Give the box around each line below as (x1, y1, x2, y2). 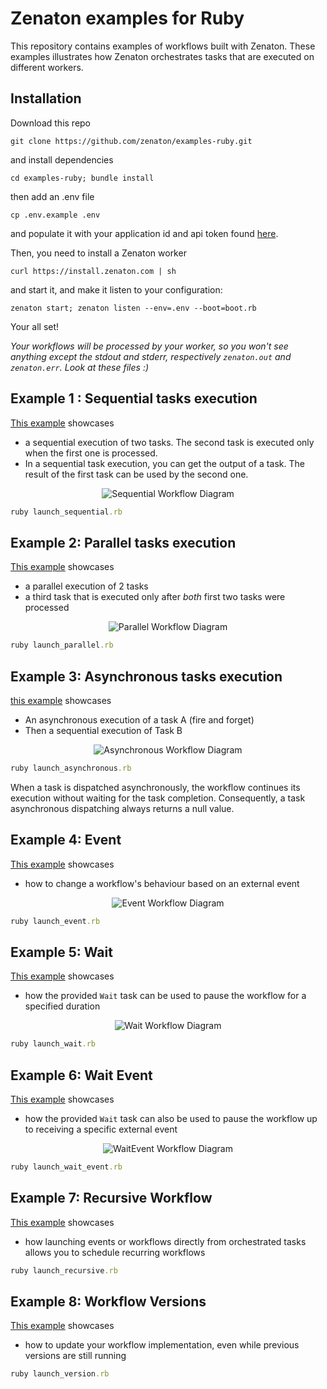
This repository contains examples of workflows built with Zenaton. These (10, 40, 316, 52)
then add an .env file (10, 190, 95, 202)
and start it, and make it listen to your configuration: (10, 283, 223, 296)
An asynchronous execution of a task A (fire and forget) (24, 713, 255, 726)
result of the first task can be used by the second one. (24, 468, 249, 480)
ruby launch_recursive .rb (10, 1265, 118, 1276)
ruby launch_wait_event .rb (10, 1162, 123, 1172)
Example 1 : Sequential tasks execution (10, 390, 258, 407)
